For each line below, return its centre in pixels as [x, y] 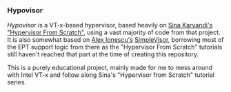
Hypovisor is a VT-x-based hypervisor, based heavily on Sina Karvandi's [110, 25]
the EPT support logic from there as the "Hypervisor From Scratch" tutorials [115, 47]
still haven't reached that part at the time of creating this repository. [103, 54]
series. [17, 82]
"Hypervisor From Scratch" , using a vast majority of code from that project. [114, 32]
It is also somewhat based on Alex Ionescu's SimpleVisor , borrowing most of [115, 40]
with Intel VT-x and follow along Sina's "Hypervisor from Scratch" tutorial [111, 75]
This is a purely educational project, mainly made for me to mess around [110, 68]
